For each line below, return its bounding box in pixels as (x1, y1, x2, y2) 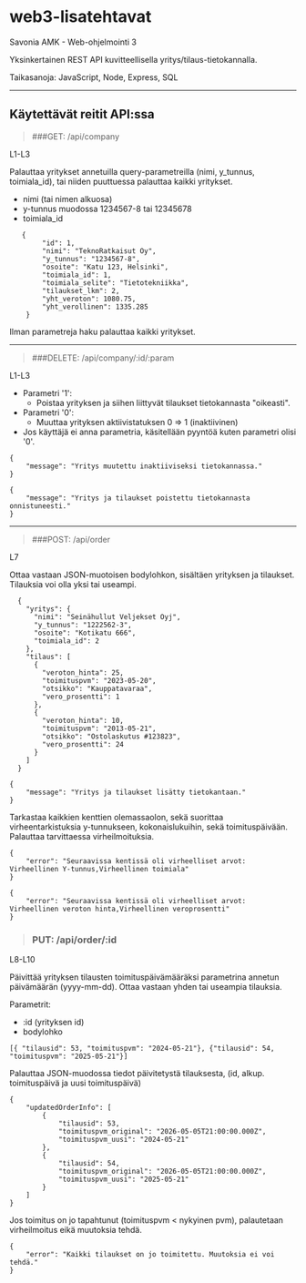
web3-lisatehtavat (9, 6, 152, 27)
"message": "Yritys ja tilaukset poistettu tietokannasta (25, 494, 250, 503)
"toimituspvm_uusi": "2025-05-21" (57, 1175, 189, 1185)
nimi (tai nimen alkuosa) (22, 193, 113, 204)
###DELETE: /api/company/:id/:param (31, 352, 175, 363)
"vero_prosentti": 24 (42, 739, 125, 748)
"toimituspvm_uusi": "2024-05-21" (57, 1135, 189, 1145)
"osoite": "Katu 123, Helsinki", (42, 262, 169, 271)
